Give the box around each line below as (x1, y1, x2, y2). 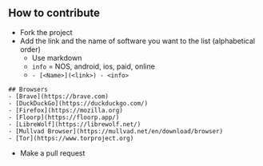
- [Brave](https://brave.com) (8, 92, 110, 101)
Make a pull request (19, 148, 86, 158)
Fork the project (19, 27, 74, 37)
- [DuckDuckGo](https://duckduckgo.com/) (8, 99, 149, 107)
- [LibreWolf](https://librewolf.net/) (8, 120, 141, 128)
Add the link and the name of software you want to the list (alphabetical (19, 36, 256, 45)
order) (19, 44, 42, 54)
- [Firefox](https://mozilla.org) (8, 106, 124, 114)
